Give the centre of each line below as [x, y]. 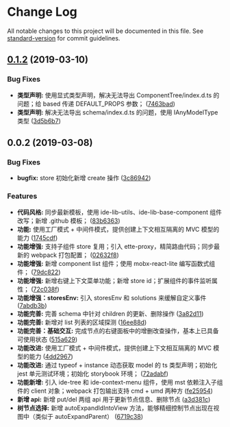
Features [22, 196]
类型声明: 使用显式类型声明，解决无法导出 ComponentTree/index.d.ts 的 [118, 95]
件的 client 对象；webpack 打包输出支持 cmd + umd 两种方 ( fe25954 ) [115, 391]
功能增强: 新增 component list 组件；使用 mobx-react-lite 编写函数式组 [116, 263]
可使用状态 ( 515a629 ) [47, 339]
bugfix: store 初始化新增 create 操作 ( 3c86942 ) [84, 178]
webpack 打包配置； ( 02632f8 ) [75, 255]
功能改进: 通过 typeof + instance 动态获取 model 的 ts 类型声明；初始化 [117, 365]
